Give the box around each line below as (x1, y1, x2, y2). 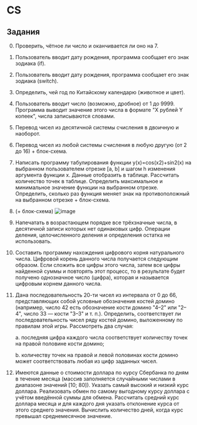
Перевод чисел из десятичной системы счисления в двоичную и (15, 124, 179, 131)
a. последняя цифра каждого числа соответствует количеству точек (15, 334, 188, 341)
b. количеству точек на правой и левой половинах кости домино (15, 352, 178, 358)
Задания (6, 27, 40, 37)
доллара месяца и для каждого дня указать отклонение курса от (15, 400, 179, 407)
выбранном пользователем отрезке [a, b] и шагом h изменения (15, 165, 175, 172)
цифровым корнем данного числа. (15, 280, 102, 287)
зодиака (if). (15, 60, 46, 67)
